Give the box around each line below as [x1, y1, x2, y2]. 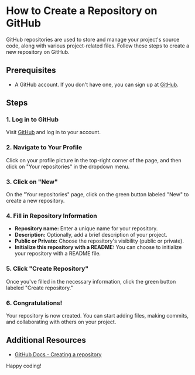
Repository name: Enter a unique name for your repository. [14, 225, 158, 232]
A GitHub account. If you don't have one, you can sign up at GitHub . [14, 81, 179, 88]
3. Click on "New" [6, 178, 59, 186]
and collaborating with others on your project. [6, 318, 117, 325]
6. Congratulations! [6, 299, 63, 307]
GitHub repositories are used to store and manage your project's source [6, 36, 180, 43]
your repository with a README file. [14, 250, 101, 257]
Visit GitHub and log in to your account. [6, 129, 101, 136]
